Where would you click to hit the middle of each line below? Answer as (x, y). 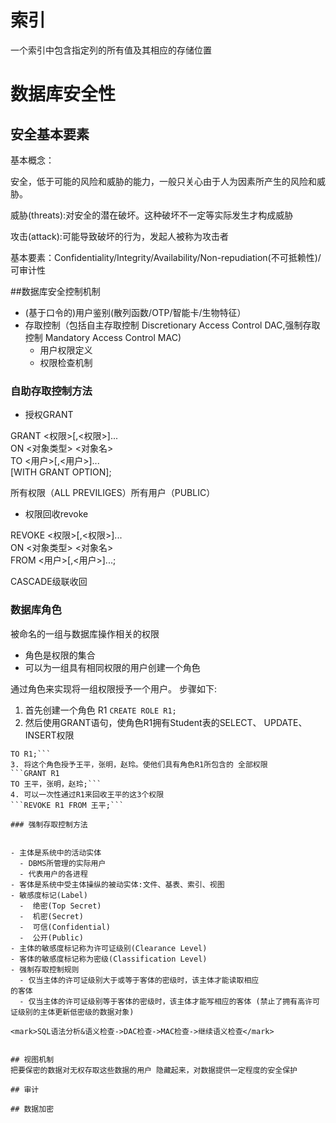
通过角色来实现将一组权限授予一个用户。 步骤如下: (113, 688)
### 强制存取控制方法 (49, 824)
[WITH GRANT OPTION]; (61, 472)
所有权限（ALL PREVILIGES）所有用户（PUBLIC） (113, 493)
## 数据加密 (32, 1109)
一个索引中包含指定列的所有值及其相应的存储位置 (111, 50)
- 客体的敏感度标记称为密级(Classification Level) (109, 959)
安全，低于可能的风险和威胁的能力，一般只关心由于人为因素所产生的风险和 (163, 181)
